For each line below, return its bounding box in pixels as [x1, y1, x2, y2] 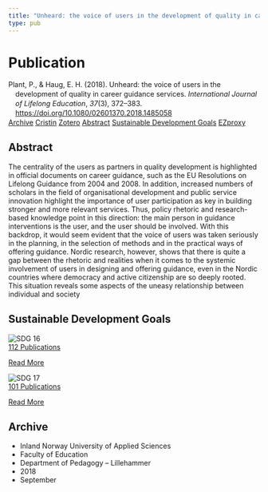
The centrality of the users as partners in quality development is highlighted [8, 161, 258, 172]
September [19, 475, 57, 485]
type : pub [8, 19, 41, 27]
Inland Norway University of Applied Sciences [19, 441, 171, 451]
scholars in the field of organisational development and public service [8, 187, 238, 196]
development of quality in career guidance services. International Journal [15, 89, 258, 99]
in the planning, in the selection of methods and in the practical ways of [8, 238, 243, 248]
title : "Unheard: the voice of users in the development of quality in [8, 11, 251, 20]
